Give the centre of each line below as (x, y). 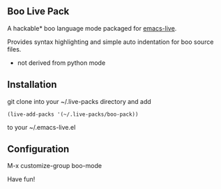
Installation (32, 85)
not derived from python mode (61, 63)
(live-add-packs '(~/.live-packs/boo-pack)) (73, 114)
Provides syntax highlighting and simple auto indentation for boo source (110, 42)
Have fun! (21, 179)
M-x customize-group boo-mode (55, 166)
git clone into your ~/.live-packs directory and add (79, 101)
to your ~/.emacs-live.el (41, 127)
